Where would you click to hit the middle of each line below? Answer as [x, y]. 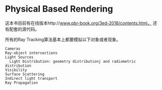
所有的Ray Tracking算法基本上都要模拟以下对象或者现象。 [63, 39]
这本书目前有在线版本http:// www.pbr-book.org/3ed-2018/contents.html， [78, 23]
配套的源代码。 [24, 29]
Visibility [16, 70]
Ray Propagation [21, 83]
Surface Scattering [25, 74]
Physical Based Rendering [59, 9]
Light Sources [19, 57]
